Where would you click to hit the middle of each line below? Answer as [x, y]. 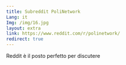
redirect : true [25, 39]
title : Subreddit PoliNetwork [43, 12]
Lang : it [17, 17]
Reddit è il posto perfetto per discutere [53, 56]
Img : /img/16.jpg [28, 22]
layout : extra [24, 28]
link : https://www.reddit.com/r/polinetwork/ [63, 34]
